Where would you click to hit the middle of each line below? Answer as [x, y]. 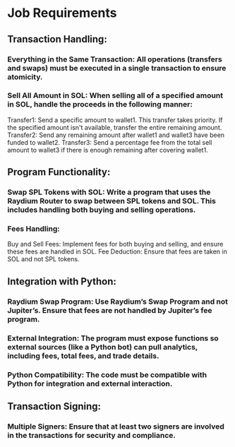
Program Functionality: [59, 172]
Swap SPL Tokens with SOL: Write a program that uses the [109, 192]
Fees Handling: [34, 229]
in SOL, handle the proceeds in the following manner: [100, 105]
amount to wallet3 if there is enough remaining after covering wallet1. [108, 150]
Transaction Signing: [54, 406]
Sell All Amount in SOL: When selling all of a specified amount [115, 95]
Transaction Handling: [57, 39]
